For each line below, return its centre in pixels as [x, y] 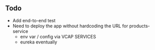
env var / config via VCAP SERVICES [58, 36]
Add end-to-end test [34, 20]
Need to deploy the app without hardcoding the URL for [70, 26]
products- [140, 26]
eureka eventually [39, 42]
